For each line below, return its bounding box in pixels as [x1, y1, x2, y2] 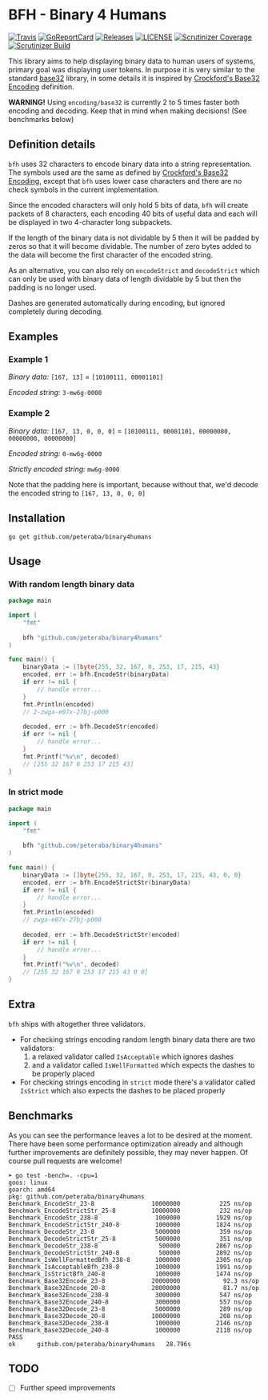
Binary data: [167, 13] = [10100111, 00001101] [8, 372, 164, 382]
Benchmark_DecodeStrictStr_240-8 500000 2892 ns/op [8, 1248, 252, 1257]
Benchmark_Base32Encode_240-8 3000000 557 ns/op [8, 1298, 252, 1306]
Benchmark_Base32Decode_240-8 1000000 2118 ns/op [8, 1326, 252, 1334]
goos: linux [8, 1178, 48, 1186]
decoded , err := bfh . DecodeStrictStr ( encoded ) [22, 930, 181, 938]
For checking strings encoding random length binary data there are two [19, 1034, 256, 1044]
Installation [8, 511, 66, 525]
